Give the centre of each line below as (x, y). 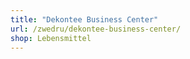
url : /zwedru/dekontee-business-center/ (96, 29)
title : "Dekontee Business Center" (84, 19)
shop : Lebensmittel (51, 38)
